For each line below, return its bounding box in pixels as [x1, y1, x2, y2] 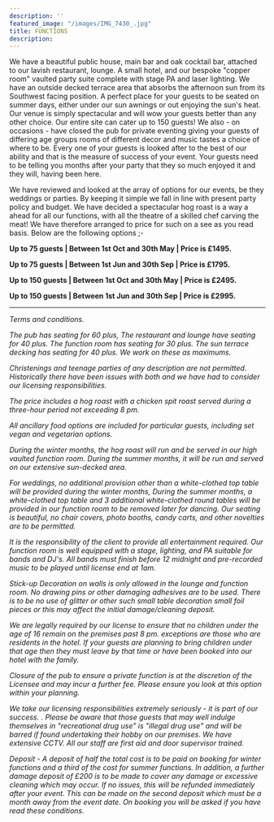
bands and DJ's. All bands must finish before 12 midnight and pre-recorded [9, 555, 263, 564]
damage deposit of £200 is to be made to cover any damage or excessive [9, 772, 259, 781]
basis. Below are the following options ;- [9, 228, 145, 238]
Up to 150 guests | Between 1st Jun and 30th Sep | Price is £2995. [9, 291, 237, 301]
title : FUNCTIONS [9, 27, 68, 35]
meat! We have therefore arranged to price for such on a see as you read [9, 220, 254, 229]
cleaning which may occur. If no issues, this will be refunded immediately [9, 780, 255, 789]
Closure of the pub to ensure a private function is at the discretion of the [9, 671, 253, 681]
